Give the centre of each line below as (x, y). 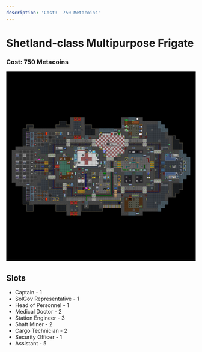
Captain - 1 (28, 292)
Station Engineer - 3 (40, 318)
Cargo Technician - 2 (41, 330)
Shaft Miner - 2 (34, 324)
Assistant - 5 (31, 343)
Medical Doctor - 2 (38, 311)
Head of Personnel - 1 (42, 305)
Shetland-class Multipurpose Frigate (100, 43)
